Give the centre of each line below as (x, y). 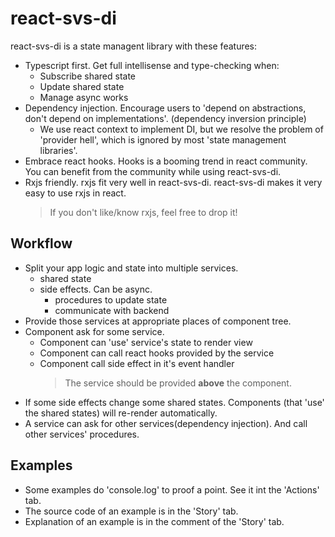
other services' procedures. (82, 434)
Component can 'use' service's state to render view (146, 342)
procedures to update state (111, 299)
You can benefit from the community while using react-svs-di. (153, 171)
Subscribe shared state (88, 76)
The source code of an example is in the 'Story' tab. (131, 511)
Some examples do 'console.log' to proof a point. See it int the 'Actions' (172, 489)
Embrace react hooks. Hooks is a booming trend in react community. (166, 161)
